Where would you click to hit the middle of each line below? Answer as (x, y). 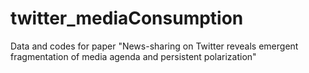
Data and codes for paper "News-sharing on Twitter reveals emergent (154, 46)
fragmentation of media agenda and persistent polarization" (133, 56)
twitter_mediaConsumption (127, 18)
